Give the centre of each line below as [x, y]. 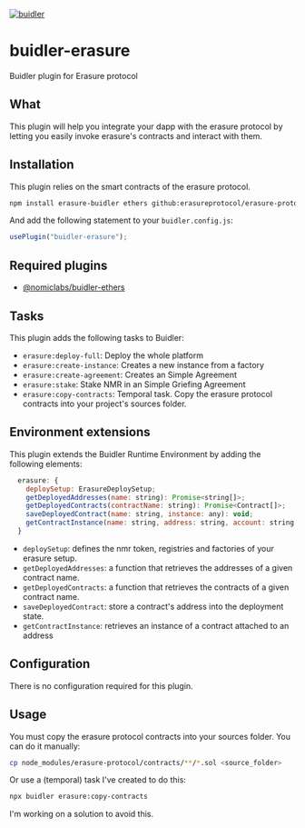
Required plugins [59, 265]
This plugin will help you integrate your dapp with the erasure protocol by [146, 126]
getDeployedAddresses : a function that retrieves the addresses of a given [157, 567]
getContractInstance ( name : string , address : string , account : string [160, 523]
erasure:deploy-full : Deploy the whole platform [113, 355]
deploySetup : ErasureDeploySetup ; [91, 489]
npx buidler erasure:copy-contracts [79, 797]
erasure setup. [49, 558]
